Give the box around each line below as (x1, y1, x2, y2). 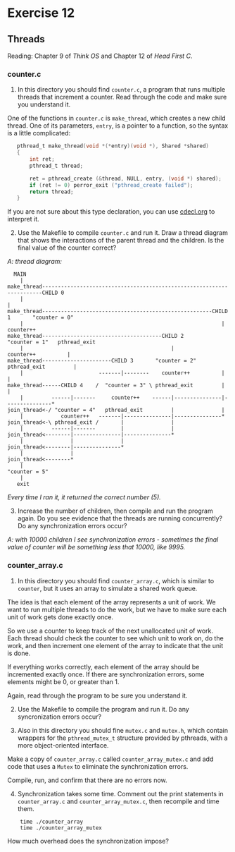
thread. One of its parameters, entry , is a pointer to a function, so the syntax (7, 121, 229, 130)
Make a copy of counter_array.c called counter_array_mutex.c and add (7, 755, 214, 763)
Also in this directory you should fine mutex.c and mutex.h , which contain (17, 726, 229, 734)
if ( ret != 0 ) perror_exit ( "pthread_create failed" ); (29, 181, 193, 188)
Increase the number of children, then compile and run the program (17, 506, 213, 516)
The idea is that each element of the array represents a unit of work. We (7, 597, 216, 606)
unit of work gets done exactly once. (7, 612, 114, 621)
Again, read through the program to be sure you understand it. (7, 691, 188, 700)
